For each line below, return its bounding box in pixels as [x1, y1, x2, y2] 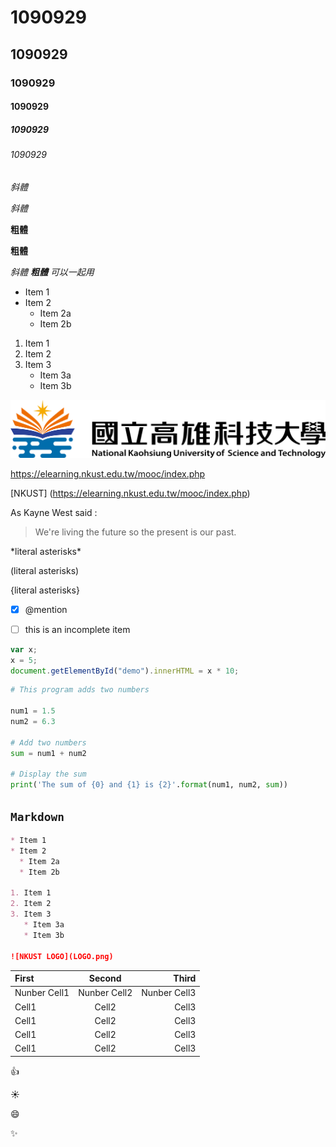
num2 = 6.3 [10, 717, 56, 727]
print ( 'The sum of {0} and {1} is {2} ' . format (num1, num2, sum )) [10, 780, 288, 790]
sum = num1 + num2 [10, 748, 87, 758]
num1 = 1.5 [10, 706, 56, 716]
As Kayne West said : [10, 506, 98, 518]
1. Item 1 [10, 888, 52, 898]
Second [88, 972, 122, 984]
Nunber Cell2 [78, 987, 133, 999]
